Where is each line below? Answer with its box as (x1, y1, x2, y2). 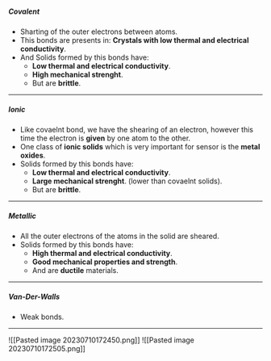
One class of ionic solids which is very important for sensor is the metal (19, 141, 261, 151)
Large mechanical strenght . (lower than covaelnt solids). (31, 176, 223, 186)
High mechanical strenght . (31, 69, 123, 79)
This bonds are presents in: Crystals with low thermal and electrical (19, 35, 249, 44)
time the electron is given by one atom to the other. (19, 133, 191, 143)
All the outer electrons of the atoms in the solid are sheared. (19, 231, 219, 241)
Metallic (8, 211, 36, 220)
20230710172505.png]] (8, 343, 86, 353)
